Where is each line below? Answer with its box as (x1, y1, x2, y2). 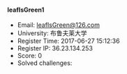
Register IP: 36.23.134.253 (17, 44, 93, 53)
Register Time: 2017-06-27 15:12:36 (17, 37, 120, 45)
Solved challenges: (17, 59, 73, 67)
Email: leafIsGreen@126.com (17, 21, 100, 29)
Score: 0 (17, 52, 43, 60)
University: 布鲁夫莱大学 (17, 29, 87, 37)
